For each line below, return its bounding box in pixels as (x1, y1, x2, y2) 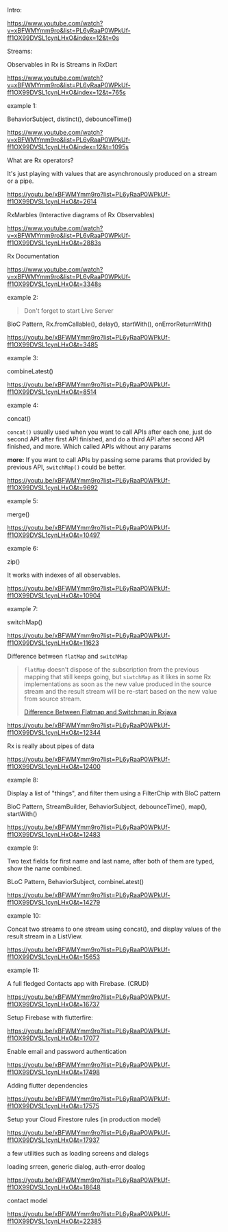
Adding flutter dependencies (7, 1081, 88, 1089)
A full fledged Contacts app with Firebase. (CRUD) (7, 980, 149, 987)
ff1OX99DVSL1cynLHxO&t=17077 (7, 1034, 100, 1042)
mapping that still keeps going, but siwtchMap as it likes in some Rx (23, 673, 212, 681)
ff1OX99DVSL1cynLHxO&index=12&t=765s (7, 89, 127, 96)
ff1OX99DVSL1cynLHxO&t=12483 (7, 830, 101, 838)
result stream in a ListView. (7, 932, 84, 940)
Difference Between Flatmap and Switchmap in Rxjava (23, 708, 177, 716)
